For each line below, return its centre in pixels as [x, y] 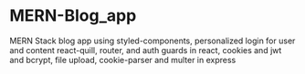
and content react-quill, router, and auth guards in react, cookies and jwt [146, 50]
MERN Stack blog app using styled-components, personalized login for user [152, 41]
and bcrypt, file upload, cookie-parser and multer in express [123, 60]
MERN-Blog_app [73, 16]
